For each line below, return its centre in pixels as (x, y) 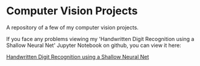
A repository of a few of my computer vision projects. (72, 27)
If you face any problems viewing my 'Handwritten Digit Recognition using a (100, 39)
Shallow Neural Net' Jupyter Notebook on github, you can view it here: (94, 45)
